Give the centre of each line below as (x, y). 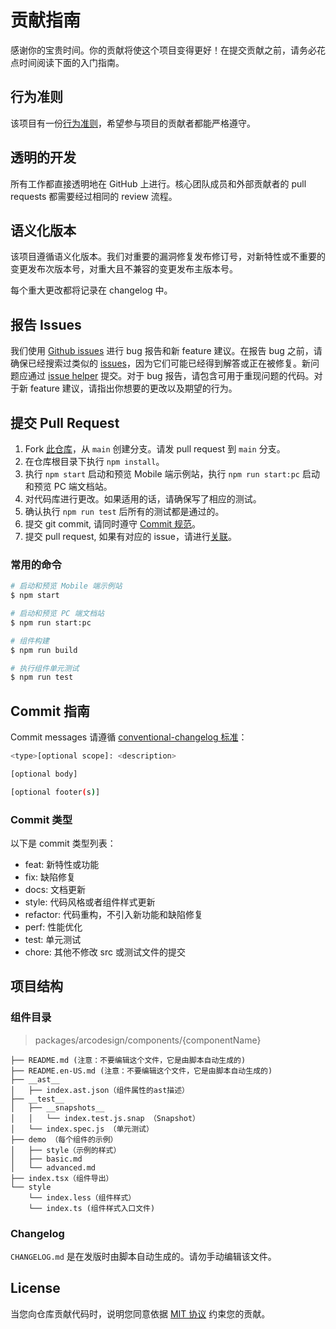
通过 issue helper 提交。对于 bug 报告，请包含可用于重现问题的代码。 (171, 376)
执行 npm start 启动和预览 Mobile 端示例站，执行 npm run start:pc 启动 (172, 474)
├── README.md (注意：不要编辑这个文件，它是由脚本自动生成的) (128, 1060)
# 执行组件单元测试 (45, 668)
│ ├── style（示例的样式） (66, 1150)
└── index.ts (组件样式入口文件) (92, 1208)
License (35, 1288)
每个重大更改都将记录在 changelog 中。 (91, 290)
